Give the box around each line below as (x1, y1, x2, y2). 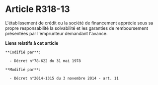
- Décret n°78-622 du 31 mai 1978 (9, 58, 81, 63)
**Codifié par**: (5, 50, 41, 55)
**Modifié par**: (5, 67, 41, 72)
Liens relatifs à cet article (5, 40, 59, 46)
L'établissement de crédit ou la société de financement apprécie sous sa (5, 20, 154, 26)
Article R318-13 (5, 3, 71, 15)
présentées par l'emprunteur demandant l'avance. (5, 30, 108, 36)
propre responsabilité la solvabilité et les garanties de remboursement (5, 25, 148, 31)
